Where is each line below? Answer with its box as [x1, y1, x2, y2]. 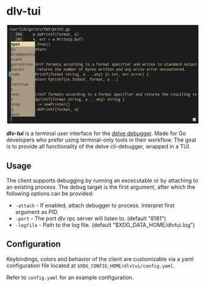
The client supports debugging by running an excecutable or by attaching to [6, 177, 199, 185]
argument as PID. [15, 209, 59, 216]
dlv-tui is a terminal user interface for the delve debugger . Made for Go [6, 130, 187, 137]
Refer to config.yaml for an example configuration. [6, 274, 134, 281]
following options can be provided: [6, 190, 94, 197]
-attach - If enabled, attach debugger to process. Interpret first [15, 202, 175, 209]
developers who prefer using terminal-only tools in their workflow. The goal [6, 136, 196, 143]
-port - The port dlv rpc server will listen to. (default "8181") [15, 215, 166, 222]
